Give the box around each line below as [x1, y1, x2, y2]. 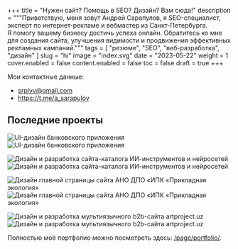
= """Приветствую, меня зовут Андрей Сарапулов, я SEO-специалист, [7, 13, 222, 22]
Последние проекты [7, 114, 104, 126]
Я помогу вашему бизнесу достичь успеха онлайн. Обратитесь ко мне [7, 28, 222, 37]
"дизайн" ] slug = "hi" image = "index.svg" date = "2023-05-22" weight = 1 [7, 51, 229, 60]
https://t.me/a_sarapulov [17, 94, 90, 102]
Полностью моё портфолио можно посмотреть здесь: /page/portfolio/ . [7, 233, 222, 242]
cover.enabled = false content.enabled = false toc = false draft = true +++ [7, 59, 224, 67]
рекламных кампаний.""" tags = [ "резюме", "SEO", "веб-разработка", [7, 44, 220, 52]
